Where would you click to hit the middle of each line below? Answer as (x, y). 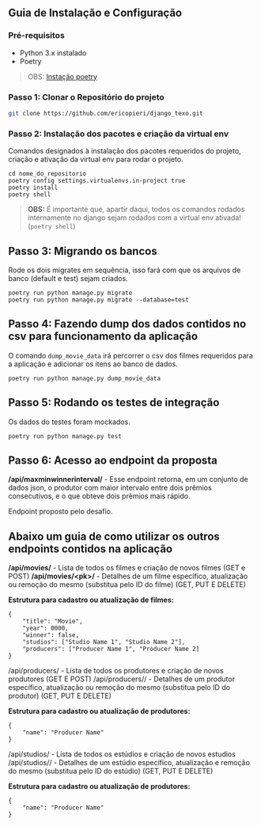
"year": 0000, (45, 628)
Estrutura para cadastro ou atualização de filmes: (91, 600)
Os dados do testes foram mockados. (69, 422)
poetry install (33, 188)
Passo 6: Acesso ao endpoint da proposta (113, 460)
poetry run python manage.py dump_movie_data (84, 378)
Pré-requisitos (36, 36)
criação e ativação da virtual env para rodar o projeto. (96, 159)
